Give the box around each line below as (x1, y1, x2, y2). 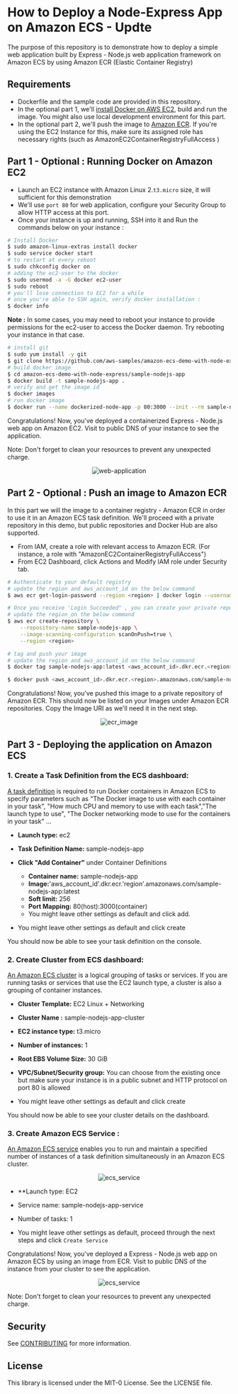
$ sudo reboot (7, 283, 50, 290)
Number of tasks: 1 (17, 1215, 73, 1223)
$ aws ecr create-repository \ (7, 618, 100, 625)
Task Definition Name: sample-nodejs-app (17, 844, 144, 853)
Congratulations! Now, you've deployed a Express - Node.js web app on (7, 1249, 217, 1259)
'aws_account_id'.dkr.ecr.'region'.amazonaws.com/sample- (49, 879, 222, 888)
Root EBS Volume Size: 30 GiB (17, 1054, 108, 1064)
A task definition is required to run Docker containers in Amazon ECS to (7, 786, 216, 795)
